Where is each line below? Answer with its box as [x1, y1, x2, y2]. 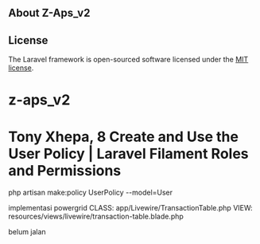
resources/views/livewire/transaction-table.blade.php [8, 211, 184, 222]
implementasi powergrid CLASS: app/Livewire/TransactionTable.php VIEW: [8, 203, 253, 213]
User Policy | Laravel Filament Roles [8, 144, 249, 163]
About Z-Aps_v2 [8, 6, 91, 20]
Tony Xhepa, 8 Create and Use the [8, 128, 239, 146]
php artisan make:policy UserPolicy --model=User [8, 187, 173, 198]
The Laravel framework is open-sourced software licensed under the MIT [8, 55, 249, 65]
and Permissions [8, 161, 122, 179]
